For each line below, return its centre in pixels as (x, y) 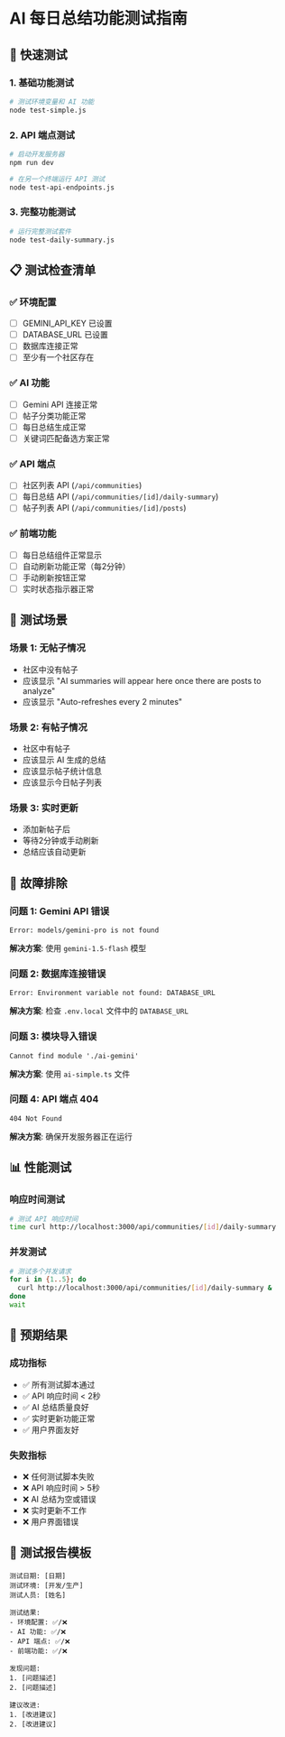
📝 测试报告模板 (51, 1553)
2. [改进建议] (33, 1724)
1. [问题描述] (33, 1678)
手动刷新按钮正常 (54, 577)
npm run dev (32, 162)
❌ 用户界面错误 (51, 1521)
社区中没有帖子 (50, 670)
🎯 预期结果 (38, 1335)
